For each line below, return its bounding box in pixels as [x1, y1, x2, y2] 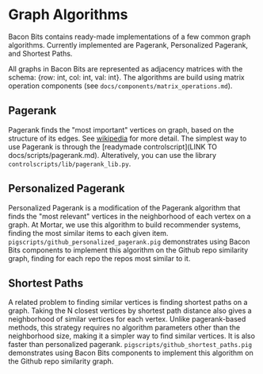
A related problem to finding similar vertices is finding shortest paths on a [8, 298, 248, 307]
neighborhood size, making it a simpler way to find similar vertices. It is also [8, 331, 256, 341]
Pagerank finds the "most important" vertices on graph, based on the [8, 125, 234, 134]
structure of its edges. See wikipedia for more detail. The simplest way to [8, 133, 247, 143]
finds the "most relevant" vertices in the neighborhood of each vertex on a [8, 211, 251, 221]
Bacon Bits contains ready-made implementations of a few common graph [8, 32, 251, 41]
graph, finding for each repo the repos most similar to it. [8, 253, 191, 263]
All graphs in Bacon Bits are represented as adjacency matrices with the [8, 64, 243, 73]
